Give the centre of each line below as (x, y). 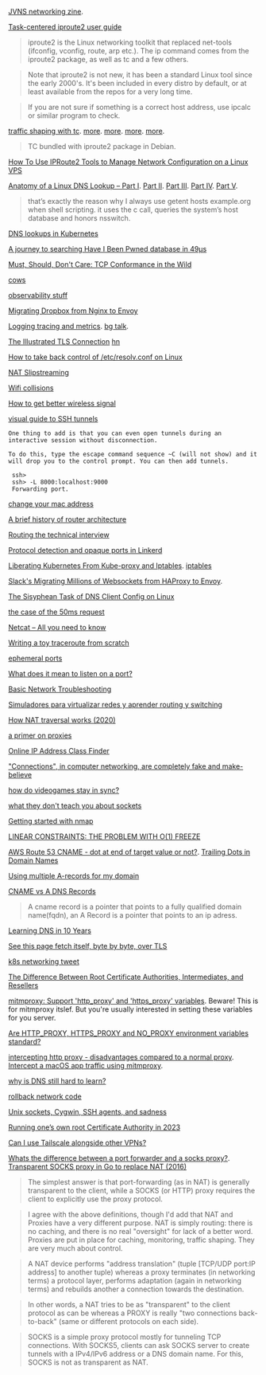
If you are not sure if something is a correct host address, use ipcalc (139, 107)
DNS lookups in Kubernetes (54, 233)
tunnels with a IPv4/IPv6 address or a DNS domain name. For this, (135, 1354)
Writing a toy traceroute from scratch (69, 643)
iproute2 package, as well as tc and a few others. (108, 59)
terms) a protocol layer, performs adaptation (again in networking (135, 1281)
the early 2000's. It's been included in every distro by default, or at (137, 83)
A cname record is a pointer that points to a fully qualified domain (135, 907)
